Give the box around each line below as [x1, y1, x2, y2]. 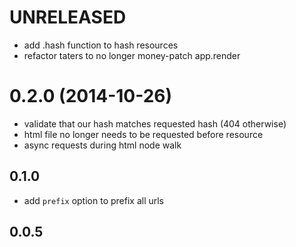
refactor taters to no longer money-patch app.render [23, 49, 241, 61]
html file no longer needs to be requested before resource [23, 128, 264, 140]
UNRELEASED [9, 6, 127, 29]
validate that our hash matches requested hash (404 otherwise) [23, 117, 287, 130]
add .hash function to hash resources [23, 39, 179, 51]
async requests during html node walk [23, 139, 182, 151]
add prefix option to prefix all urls [23, 194, 165, 206]
